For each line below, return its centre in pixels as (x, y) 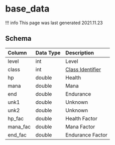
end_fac (17, 135)
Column (17, 52)
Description (80, 52)
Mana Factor (80, 126)
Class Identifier (83, 69)
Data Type (48, 52)
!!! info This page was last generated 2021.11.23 (54, 23)
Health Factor (81, 118)
